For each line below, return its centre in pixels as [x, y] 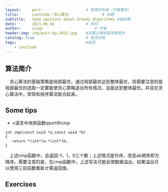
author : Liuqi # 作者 [56, 29]
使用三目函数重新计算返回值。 [40, 168]
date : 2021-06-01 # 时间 [51, 24]
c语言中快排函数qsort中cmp [41, 123]
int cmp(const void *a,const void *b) [45, 133]
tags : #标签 [50, 43]
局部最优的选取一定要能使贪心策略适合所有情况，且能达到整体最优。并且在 [82, 88]
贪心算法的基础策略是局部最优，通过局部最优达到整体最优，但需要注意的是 [86, 82]
